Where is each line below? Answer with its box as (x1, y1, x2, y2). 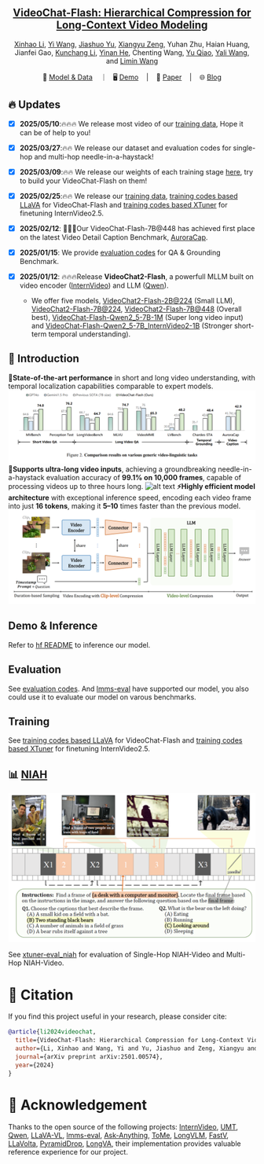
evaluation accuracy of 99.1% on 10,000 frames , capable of (46, 473, 242, 482)
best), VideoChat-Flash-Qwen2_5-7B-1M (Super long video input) (31, 313, 244, 322)
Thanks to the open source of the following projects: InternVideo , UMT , (8, 1122, 238, 1131)
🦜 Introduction (8, 352, 80, 365)
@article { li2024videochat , (8, 1028, 97, 1036)
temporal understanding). (48, 329, 131, 339)
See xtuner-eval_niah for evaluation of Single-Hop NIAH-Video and (8, 950, 225, 960)
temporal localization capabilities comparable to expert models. (8, 381, 214, 391)
